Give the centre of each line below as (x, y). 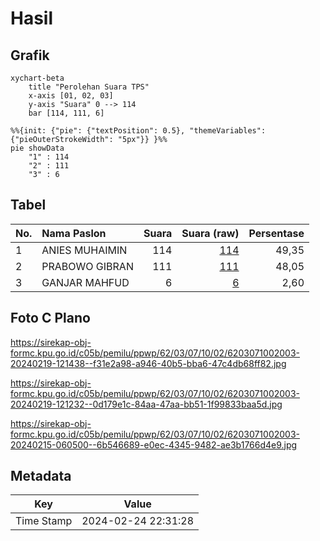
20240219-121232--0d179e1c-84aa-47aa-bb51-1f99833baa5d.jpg (146, 404)
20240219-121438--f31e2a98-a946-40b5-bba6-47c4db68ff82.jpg (148, 363)
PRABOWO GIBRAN (87, 266)
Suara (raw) (210, 233)
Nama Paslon (74, 233)
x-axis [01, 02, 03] (71, 96)
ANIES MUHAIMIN (84, 250)
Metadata (41, 476)
